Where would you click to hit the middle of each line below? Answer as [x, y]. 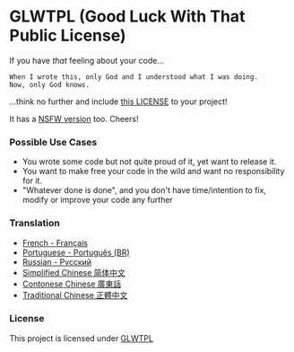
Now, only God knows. [50, 84]
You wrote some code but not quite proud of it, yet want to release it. [149, 162]
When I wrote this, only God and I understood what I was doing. [134, 77]
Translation [35, 224]
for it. [32, 180]
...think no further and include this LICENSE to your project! [118, 101]
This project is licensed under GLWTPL [82, 338]
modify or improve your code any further [97, 200]
